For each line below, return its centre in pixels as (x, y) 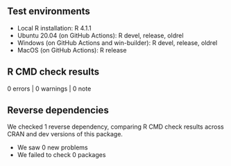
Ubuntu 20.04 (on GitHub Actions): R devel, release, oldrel (100, 35)
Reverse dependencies (58, 110)
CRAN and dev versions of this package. (65, 134)
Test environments (49, 11)
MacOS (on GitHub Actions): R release (72, 50)
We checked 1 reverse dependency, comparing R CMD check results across (115, 127)
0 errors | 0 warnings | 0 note (49, 89)
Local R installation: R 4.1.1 (54, 28)
